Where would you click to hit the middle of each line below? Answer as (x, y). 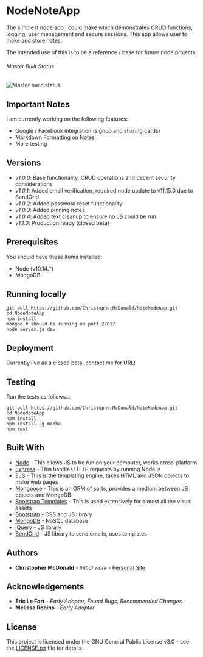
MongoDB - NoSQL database (52, 520)
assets (23, 508)
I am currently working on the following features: (67, 119)
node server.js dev (31, 330)
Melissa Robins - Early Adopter (55, 608)
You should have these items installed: (54, 257)
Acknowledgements (45, 587)
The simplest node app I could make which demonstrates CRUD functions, (100, 27)
